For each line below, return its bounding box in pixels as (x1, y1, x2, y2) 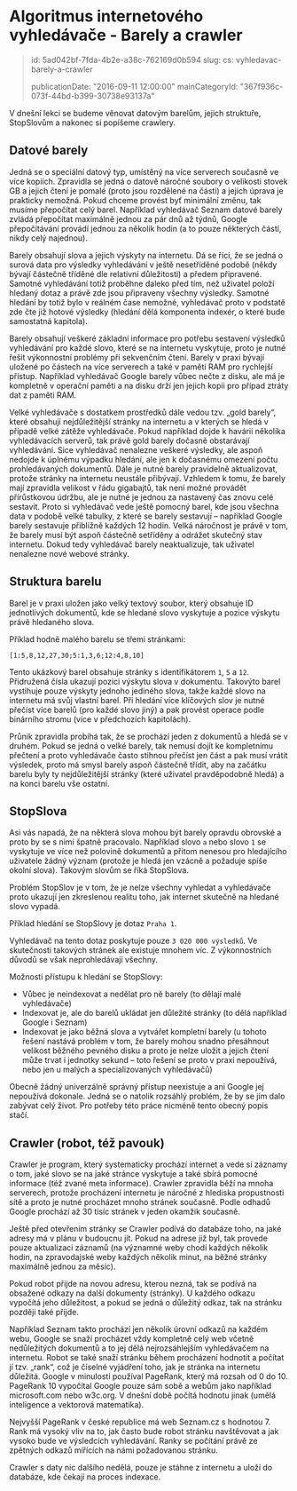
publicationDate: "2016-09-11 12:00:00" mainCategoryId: (30, 81, 238, 91)
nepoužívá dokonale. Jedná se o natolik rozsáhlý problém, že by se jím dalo (9, 1090, 285, 1102)
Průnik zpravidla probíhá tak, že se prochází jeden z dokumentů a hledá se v (9, 731, 288, 742)
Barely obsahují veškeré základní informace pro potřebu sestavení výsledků (9, 333, 285, 344)
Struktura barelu (9, 575, 102, 590)
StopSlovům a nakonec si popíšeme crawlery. (9, 117, 176, 128)
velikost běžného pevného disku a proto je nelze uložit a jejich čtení (21, 1045, 269, 1056)
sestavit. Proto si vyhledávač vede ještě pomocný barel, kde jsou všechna (9, 501, 279, 512)
